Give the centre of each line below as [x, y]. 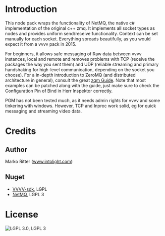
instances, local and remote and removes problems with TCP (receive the [80, 59]
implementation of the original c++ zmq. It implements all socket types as [80, 28]
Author [16, 150]
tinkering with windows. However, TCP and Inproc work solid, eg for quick [81, 106]
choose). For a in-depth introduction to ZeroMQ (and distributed [70, 75]
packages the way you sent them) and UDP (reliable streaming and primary [82, 64]
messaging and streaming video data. [44, 111]
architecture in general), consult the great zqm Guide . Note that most [76, 80]
